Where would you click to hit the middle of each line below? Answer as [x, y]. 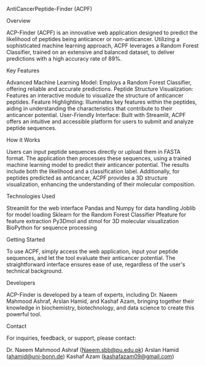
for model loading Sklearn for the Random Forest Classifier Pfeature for [96, 215]
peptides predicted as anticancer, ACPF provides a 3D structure [87, 178]
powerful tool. [24, 314]
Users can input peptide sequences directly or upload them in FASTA [94, 152]
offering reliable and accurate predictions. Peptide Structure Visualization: [100, 89]
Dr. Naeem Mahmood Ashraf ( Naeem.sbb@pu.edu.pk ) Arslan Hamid [93, 350]
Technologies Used [31, 196]
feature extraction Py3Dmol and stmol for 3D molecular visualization [93, 221]
